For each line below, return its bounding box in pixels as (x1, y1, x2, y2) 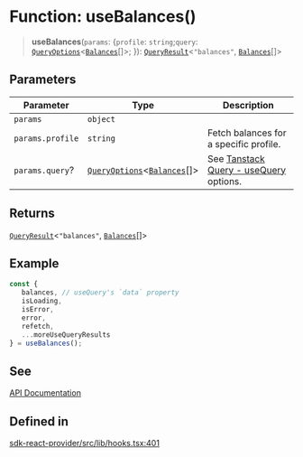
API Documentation (9, 387, 81, 398)
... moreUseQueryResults (21, 330, 111, 340)
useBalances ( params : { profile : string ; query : (31, 36, 198, 47)
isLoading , (21, 296, 63, 306)
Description (222, 98, 274, 111)
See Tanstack (207, 152, 266, 164)
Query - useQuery (207, 163, 287, 176)
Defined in (9, 414, 69, 429)
